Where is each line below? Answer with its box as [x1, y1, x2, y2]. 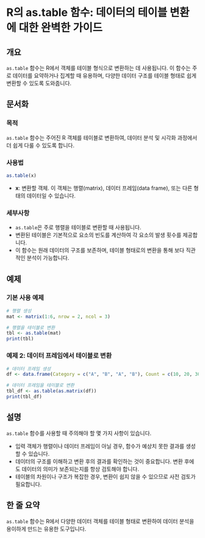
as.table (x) [6, 172, 37, 179]
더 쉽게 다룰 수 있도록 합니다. [6, 142, 75, 149]
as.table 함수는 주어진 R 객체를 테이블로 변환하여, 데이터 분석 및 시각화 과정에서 [6, 134, 198, 141]
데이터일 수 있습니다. [26, 192, 76, 199]
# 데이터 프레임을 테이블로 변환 [6, 382, 75, 389]
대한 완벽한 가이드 [18, 21, 103, 35]
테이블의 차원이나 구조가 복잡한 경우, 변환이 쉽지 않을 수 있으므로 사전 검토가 [15, 473, 196, 480]
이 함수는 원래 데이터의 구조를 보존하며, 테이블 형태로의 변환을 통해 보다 [15, 246, 185, 254]
